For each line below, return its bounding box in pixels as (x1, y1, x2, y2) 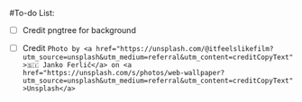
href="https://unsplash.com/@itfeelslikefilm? (96, 45, 274, 54)
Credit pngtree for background (22, 25, 137, 35)
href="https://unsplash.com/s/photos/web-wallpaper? (22, 69, 225, 78)
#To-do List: (9, 8, 55, 18)
